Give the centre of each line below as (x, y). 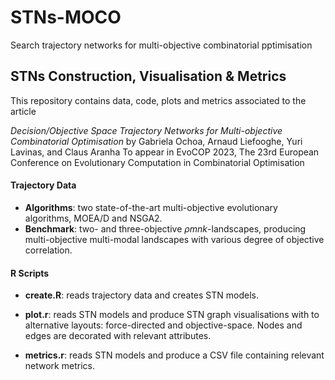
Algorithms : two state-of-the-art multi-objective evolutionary (151, 207)
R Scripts (30, 273)
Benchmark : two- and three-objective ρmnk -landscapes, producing (165, 228)
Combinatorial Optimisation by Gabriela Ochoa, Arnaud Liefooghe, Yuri (156, 141)
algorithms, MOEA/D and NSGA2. (93, 218)
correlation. (48, 250)
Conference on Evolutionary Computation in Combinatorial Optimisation (157, 162)
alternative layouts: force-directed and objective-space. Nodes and (163, 325)
